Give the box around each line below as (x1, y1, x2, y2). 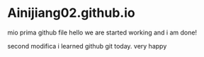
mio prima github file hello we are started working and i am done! (7, 28, 197, 37)
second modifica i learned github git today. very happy (7, 42, 167, 50)
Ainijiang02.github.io (7, 5, 136, 21)
